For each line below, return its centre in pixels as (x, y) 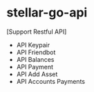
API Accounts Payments (51, 81)
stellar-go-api (47, 13)
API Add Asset (37, 74)
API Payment (35, 67)
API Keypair (33, 45)
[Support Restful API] (37, 32)
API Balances (35, 59)
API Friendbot (36, 52)
